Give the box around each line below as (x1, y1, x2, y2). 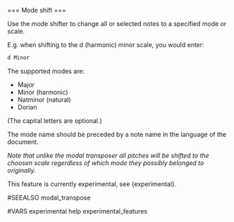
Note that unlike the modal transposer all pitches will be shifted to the (7, 151, 209, 159)
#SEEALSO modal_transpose (7, 193, 91, 202)
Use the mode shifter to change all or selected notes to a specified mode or (7, 20, 227, 27)
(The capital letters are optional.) (7, 116, 102, 125)
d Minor (7, 54, 30, 61)
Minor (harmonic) (17, 88, 68, 96)
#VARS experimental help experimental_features (7, 207, 148, 215)
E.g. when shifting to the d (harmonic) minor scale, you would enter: (7, 41, 204, 48)
